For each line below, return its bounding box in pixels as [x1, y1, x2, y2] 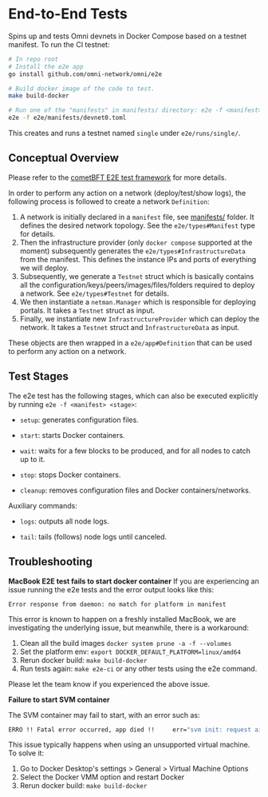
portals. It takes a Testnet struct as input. [19, 305, 156, 315]
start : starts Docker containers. [19, 430, 125, 440]
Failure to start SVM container [8, 695, 110, 704]
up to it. [19, 454, 45, 464]
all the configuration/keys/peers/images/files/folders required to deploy [19, 280, 255, 289]
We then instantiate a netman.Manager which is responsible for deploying [19, 297, 257, 306]
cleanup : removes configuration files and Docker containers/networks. [19, 485, 251, 495]
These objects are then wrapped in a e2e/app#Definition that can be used [8, 337, 253, 348]
